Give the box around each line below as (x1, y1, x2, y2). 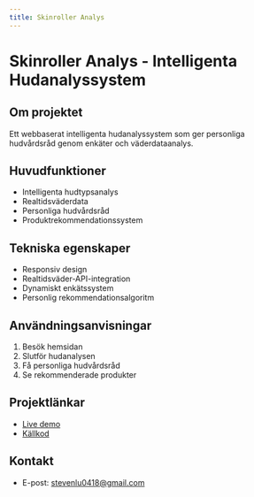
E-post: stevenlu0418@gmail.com (21, 477, 145, 487)
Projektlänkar (9, 395, 86, 410)
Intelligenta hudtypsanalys (21, 187, 119, 197)
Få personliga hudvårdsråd (21, 360, 121, 371)
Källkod (21, 428, 50, 439)
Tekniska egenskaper (9, 241, 131, 256)
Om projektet (9, 105, 83, 120)
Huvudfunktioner (9, 164, 106, 179)
